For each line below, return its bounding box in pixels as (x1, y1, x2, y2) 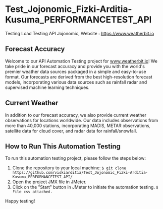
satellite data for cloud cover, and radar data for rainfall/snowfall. (5, 128, 137, 134)
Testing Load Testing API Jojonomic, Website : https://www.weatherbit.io (5, 30, 155, 36)
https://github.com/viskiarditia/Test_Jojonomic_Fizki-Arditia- (12, 170, 148, 175)
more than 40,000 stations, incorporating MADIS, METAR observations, (5, 123, 151, 129)
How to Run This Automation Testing (5, 142, 121, 150)
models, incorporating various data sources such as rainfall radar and (5, 79, 147, 85)
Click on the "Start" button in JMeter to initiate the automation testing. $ (12, 184, 159, 190)
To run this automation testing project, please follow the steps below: (5, 155, 146, 161)
